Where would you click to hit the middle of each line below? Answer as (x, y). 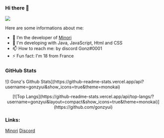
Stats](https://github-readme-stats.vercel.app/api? (92, 81)
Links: (13, 120)
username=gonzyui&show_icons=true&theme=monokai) (63, 87)
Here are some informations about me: (45, 28)
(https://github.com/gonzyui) (83, 107)
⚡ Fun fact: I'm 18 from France (43, 56)
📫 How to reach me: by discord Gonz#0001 (57, 49)
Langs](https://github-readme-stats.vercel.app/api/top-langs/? (90, 96)
